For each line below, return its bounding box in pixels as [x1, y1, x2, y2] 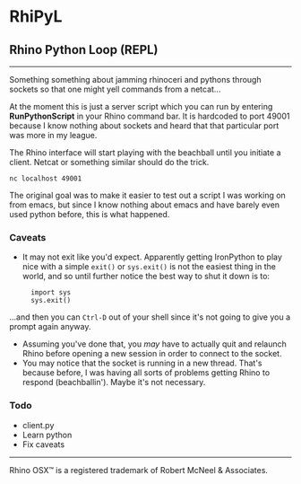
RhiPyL [9, 6, 63, 27]
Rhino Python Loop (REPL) [9, 42, 159, 57]
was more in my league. [9, 130, 98, 140]
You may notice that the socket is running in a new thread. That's [21, 357, 262, 369]
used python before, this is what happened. [9, 209, 170, 219]
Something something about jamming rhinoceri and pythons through [9, 75, 262, 84]
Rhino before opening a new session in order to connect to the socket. [21, 348, 282, 359]
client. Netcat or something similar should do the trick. [9, 157, 210, 167]
